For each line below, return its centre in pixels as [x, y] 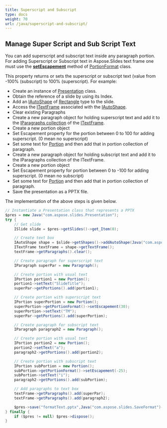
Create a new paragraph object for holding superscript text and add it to [86, 118]
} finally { [17, 412]
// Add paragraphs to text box [46, 389]
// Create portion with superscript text [57, 297]
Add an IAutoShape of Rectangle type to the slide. [64, 102]
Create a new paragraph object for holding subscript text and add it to [84, 154]
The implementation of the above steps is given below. [61, 201]
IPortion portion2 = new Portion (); [52, 343]
